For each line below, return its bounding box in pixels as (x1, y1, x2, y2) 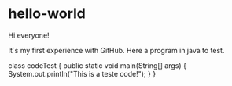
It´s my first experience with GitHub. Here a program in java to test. (8, 45, 225, 55)
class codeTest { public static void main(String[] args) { (8, 60, 186, 70)
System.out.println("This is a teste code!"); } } (8, 69, 156, 78)
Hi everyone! (8, 30, 50, 40)
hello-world (8, 5, 87, 23)
